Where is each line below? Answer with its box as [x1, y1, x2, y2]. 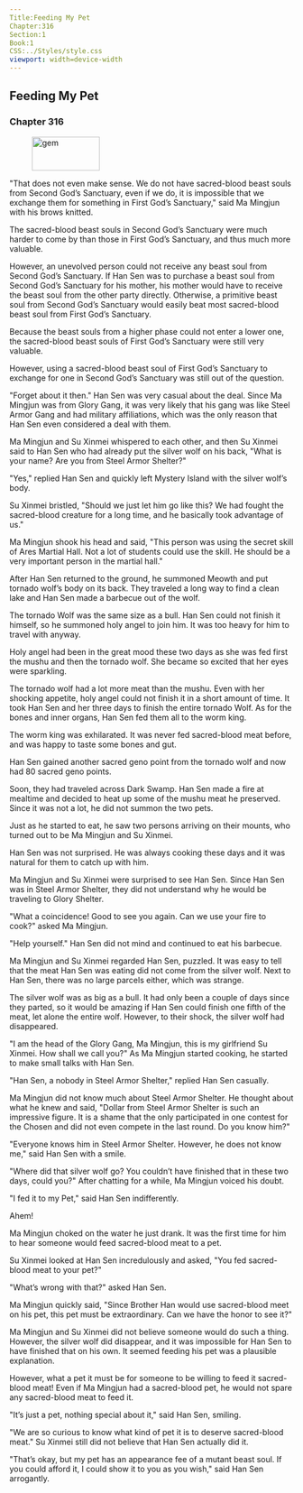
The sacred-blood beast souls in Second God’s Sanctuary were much [9, 224, 268, 235]
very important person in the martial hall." [9, 556, 164, 567]
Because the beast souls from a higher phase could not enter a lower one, [9, 326, 284, 336]
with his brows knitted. [9, 207, 94, 217]
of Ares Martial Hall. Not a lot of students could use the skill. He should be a [9, 546, 290, 557]
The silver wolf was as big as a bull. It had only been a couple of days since [9, 991, 290, 1002]
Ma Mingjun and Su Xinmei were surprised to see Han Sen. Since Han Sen [9, 874, 286, 885]
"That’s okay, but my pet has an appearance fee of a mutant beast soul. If [9, 1453, 282, 1464]
